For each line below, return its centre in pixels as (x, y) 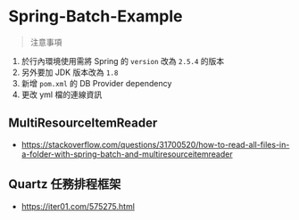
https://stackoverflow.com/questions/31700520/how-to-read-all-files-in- (155, 144)
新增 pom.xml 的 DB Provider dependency (96, 83)
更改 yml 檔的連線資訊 (62, 94)
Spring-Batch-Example (96, 16)
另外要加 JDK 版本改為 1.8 (70, 72)
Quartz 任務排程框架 (65, 184)
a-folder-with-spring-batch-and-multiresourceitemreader (127, 154)
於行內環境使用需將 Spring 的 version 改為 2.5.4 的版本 (123, 61)
